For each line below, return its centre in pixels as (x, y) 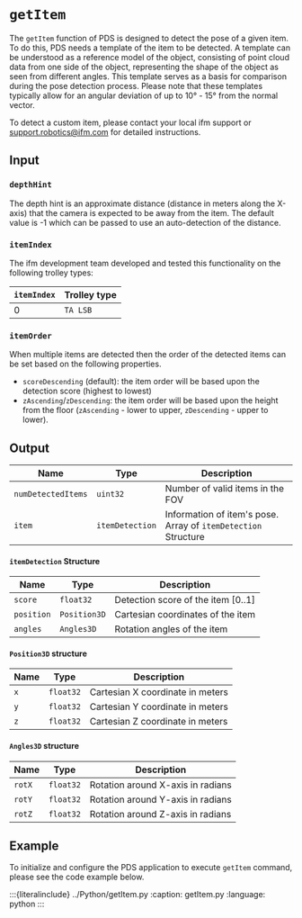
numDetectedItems (51, 494)
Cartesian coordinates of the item (185, 615)
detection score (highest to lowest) (87, 391)
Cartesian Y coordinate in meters (159, 706)
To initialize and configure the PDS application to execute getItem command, (151, 868)
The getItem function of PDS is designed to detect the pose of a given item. (149, 38)
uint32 (110, 494)
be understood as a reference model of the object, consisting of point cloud (150, 57)
